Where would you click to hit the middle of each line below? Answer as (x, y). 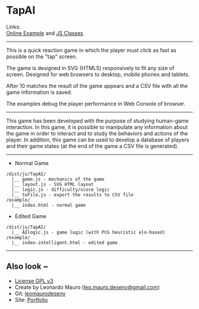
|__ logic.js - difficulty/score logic (61, 190)
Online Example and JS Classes (45, 33)
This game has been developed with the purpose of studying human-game (97, 121)
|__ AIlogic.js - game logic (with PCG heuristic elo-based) (89, 232)
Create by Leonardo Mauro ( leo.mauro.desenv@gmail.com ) (87, 287)
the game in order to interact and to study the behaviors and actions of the (97, 133)
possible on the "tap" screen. (42, 56)
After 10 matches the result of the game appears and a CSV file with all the (97, 86)
